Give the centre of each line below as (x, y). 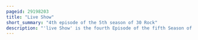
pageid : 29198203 (28, 11)
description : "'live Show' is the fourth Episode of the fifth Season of (99, 28)
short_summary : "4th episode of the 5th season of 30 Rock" (82, 22)
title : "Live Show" (30, 17)
